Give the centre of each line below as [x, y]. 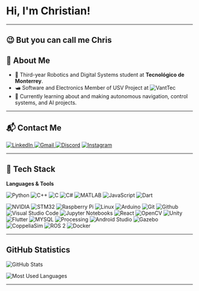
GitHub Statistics [38, 250]
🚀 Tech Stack [31, 169]
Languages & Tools [30, 183]
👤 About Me [28, 60]
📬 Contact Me [34, 128]
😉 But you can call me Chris [59, 40]
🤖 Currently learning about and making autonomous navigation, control [101, 96]
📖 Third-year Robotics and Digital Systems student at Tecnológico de [99, 75]
